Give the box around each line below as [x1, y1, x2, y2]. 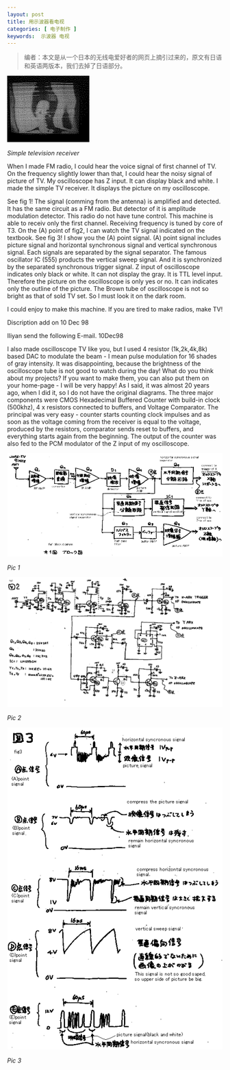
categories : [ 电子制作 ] [7, 25, 77, 32]
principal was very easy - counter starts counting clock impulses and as [7, 411, 211, 419]
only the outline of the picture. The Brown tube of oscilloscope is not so [7, 285, 209, 293]
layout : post [7, 11, 44, 18]
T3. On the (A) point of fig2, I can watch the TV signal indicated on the [7, 227, 205, 235]
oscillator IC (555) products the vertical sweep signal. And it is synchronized [7, 255, 222, 264]
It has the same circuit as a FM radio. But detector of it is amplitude [7, 205, 196, 213]
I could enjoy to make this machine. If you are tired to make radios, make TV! [7, 305, 223, 314]
